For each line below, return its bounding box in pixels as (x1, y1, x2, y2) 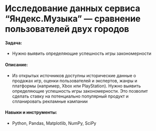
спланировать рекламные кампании (12, 98, 88, 104)
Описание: (5, 62, 28, 67)
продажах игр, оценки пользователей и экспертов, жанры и (12, 78, 138, 83)
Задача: (5, 40, 22, 46)
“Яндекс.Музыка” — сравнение (5, 13, 141, 24)
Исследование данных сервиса (5, 3, 140, 14)
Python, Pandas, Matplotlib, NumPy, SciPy (12, 120, 96, 126)
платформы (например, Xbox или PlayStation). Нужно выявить (12, 83, 141, 89)
